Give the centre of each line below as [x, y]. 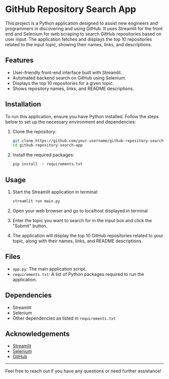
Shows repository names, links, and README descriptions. [73, 88]
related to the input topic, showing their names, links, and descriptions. [79, 44]
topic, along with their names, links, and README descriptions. [77, 241]
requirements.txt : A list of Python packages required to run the [78, 274]
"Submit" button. [30, 226]
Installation [23, 104]
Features [19, 61]
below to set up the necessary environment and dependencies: [71, 122]
